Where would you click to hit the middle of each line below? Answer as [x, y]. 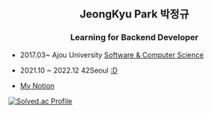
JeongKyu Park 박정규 [134, 14]
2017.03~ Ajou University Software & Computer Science [112, 55]
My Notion [37, 85]
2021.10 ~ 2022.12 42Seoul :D [69, 70]
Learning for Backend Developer [134, 37]
